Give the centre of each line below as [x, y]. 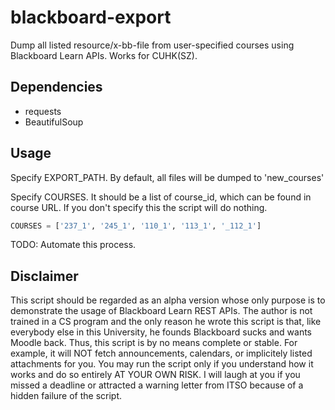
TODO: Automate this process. [73, 245]
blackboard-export [91, 17]
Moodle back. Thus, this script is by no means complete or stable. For [154, 343]
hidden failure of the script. [66, 396]
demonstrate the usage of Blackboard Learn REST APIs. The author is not [161, 311]
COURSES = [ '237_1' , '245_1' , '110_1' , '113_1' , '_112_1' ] [136, 226]
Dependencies [56, 87]
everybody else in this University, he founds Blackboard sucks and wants [161, 332]
